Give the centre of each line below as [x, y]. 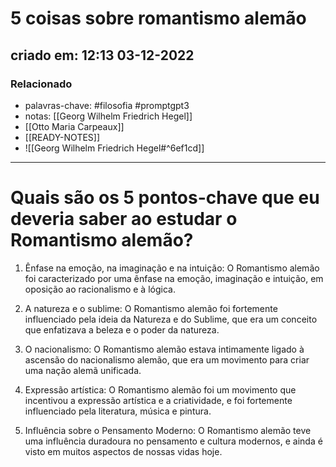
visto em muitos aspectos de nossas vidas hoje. [123, 451]
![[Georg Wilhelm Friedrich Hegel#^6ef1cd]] [114, 148]
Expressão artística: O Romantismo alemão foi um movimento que [160, 389]
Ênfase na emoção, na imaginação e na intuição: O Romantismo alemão [172, 268]
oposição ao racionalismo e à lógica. [100, 289]
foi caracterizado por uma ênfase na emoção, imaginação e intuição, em [174, 278]
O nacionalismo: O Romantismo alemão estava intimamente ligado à [164, 349]
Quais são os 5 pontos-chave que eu [165, 198]
